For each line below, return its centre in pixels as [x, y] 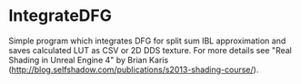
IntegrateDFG [60, 16]
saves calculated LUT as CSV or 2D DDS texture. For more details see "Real [150, 50]
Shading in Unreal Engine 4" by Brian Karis [89, 60]
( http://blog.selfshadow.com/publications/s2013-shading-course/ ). [134, 70]
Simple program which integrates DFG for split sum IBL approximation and [147, 41]
